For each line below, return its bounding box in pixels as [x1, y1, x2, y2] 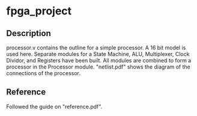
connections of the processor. [6, 70, 81, 76]
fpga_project [6, 4, 72, 18]
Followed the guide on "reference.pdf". [6, 103, 103, 110]
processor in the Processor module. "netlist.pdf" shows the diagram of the [6, 63, 190, 70]
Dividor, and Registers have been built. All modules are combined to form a [6, 57, 192, 64]
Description [6, 28, 51, 38]
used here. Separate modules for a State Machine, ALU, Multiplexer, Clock [6, 50, 190, 58]
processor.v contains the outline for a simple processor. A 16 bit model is [6, 44, 186, 51]
